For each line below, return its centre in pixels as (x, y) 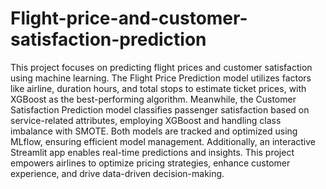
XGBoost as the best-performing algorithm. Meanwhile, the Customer (153, 99)
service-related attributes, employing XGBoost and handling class (146, 120)
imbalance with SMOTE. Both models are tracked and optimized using (154, 131)
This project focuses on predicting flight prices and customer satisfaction (161, 67)
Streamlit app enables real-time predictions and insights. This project (152, 152)
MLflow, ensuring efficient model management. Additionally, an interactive (163, 141)
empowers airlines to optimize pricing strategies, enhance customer (150, 163)
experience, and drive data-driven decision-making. (117, 173)
